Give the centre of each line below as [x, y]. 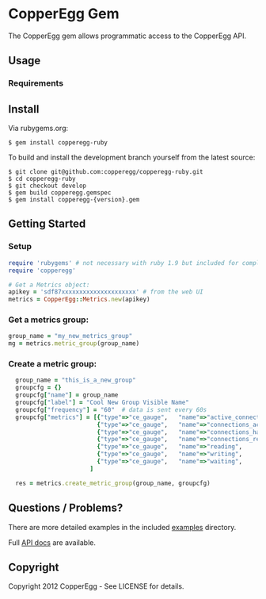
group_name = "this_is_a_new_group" [76, 380]
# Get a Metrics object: [49, 285]
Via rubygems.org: [38, 129]
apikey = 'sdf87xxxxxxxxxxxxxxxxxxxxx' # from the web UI [106, 292]
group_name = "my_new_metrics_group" [70, 336]
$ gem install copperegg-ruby [58, 143]
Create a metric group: [53, 364]
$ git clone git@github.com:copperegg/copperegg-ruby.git [106, 172]
